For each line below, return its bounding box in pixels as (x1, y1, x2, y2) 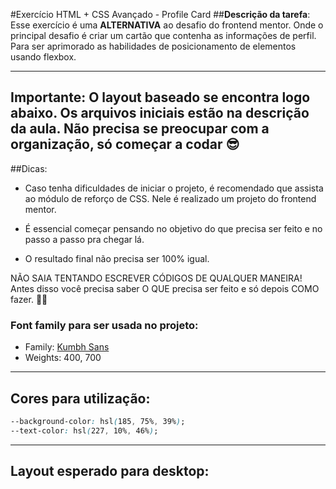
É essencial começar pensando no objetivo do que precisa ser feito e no (24, 222, 323, 234)
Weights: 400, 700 (24, 352, 102, 364)
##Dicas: (10, 162, 48, 174)
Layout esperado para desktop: (10, 463, 210, 480)
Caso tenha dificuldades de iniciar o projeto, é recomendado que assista (24, 182, 324, 194)
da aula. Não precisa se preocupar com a (10, 120, 270, 138)
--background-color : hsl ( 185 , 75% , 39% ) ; (10, 416, 186, 426)
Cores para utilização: (10, 390, 151, 407)
